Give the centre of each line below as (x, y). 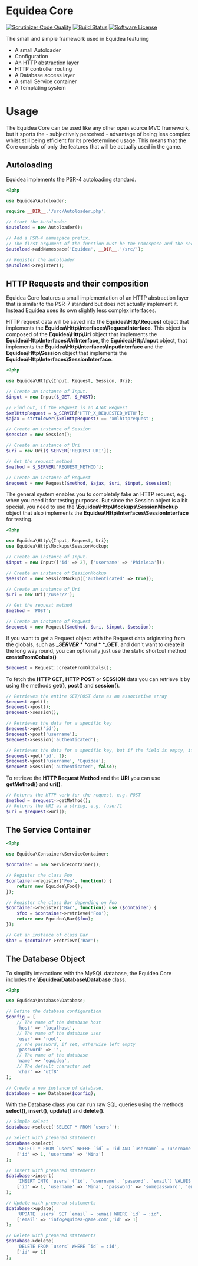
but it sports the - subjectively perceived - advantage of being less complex (98, 134)
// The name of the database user (59, 1033)
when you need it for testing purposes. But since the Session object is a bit (97, 501)
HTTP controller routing (43, 68)
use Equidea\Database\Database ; (46, 1001)
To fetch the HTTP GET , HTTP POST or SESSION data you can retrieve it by (98, 679)
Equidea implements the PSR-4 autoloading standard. (71, 179)
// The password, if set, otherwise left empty (76, 1044)
